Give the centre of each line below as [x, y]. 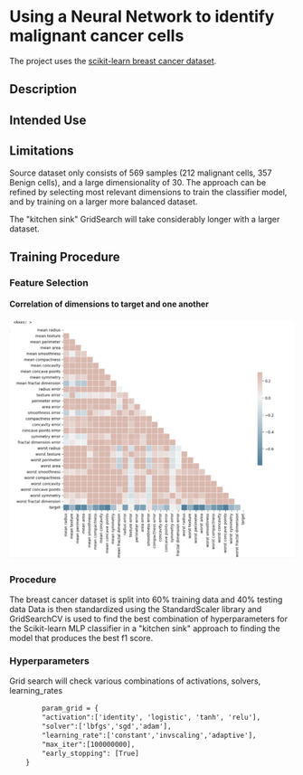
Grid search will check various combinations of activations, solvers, [135, 681]
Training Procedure [65, 256]
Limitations [42, 151]
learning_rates [36, 690]
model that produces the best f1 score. [81, 638]
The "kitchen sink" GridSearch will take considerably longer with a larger [145, 219]
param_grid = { [71, 708]
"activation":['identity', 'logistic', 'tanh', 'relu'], [151, 717]
